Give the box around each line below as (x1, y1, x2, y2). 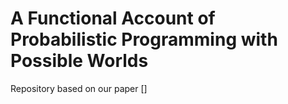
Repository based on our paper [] (10, 82, 148, 94)
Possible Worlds (10, 50, 149, 72)
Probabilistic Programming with (10, 28, 278, 51)
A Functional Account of (10, 7, 216, 30)
